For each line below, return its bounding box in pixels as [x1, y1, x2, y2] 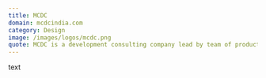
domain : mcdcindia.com [8, 19, 83, 27]
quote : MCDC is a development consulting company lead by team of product [8, 41, 260, 49]
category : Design [8, 26, 66, 34]
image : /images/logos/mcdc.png [8, 33, 112, 42]
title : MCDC [8, 11, 47, 20]
